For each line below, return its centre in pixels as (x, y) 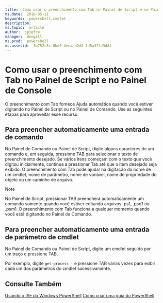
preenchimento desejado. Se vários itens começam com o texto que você (79, 159)
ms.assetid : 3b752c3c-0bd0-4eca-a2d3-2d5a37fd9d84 (58, 46)
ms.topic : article (25, 28)
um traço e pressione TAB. (32, 254)
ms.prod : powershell (27, 41)
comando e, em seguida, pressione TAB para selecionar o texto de (72, 154)
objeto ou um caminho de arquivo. (39, 180)
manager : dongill (24, 37)
